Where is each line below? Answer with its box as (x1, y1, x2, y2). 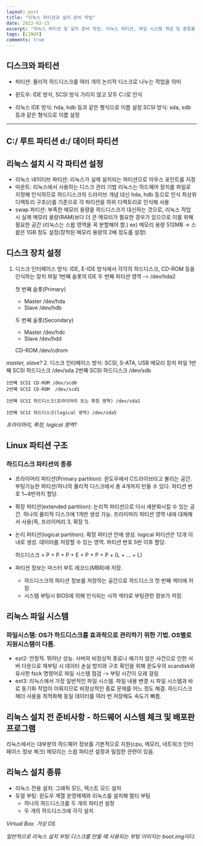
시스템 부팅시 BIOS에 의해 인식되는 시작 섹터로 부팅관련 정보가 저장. (24, 592, 183, 599)
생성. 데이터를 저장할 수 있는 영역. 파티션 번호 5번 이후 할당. (26, 538, 166, 545)
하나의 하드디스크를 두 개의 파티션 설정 (24, 800, 115, 807)
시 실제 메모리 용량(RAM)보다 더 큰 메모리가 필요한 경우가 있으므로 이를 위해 (14, 214, 194, 221)
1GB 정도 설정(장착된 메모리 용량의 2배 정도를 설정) (26, 229, 146, 236)
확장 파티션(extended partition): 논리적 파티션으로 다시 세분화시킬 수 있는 (14, 502, 189, 510)
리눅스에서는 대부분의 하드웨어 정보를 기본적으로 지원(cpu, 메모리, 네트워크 (6, 740, 182, 748)
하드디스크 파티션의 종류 (6, 460, 72, 469)
